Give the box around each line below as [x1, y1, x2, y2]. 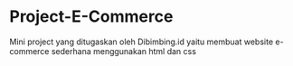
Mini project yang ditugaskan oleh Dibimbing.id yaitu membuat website [9, 36, 274, 47]
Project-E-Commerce [9, 6, 174, 27]
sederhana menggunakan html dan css [51, 45, 197, 56]
